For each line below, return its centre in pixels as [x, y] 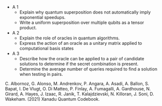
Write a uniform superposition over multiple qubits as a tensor [82, 22]
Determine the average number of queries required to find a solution [88, 69]
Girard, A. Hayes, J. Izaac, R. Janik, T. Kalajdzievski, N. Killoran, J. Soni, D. [80, 94]
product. [28, 28]
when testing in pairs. [41, 74]
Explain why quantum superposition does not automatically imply [85, 12]
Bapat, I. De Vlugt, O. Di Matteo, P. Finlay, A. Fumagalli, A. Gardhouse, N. [78, 89]
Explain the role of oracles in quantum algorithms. [69, 38]
